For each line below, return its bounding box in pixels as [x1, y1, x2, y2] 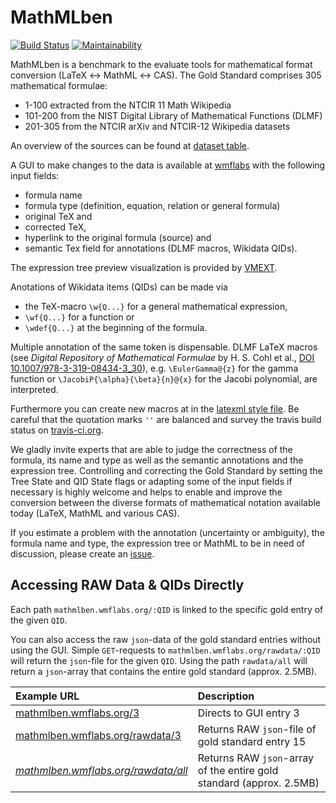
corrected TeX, [24, 221, 87, 233]
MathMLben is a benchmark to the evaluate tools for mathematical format [10, 58, 313, 70]
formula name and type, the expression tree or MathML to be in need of [10, 537, 306, 549]
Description [197, 689, 255, 703]
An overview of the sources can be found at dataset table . [10, 139, 250, 151]
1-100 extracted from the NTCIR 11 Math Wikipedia [24, 99, 232, 111]
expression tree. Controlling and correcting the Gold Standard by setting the [10, 464, 323, 476]
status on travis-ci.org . [10, 424, 104, 436]
